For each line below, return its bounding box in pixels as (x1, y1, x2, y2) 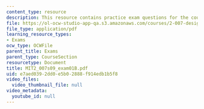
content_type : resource (6, 8, 67, 15)
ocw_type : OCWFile (6, 43, 53, 49)
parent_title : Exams (6, 48, 59, 54)
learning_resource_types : (6, 31, 72, 38)
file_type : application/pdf (6, 25, 78, 32)
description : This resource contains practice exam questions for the (6, 15, 189, 21)
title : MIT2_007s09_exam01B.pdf (6, 65, 88, 71)
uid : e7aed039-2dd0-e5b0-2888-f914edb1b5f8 (6, 71, 118, 77)
